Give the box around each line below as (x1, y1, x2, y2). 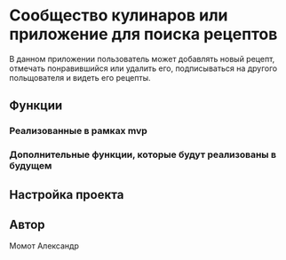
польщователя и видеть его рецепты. (9, 72, 151, 83)
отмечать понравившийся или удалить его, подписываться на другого (9, 63, 278, 74)
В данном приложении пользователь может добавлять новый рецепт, (9, 53, 275, 64)
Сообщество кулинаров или (9, 5, 228, 26)
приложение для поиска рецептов (9, 24, 278, 44)
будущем (9, 160, 52, 172)
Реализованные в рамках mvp (9, 125, 148, 138)
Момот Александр (9, 240, 80, 251)
